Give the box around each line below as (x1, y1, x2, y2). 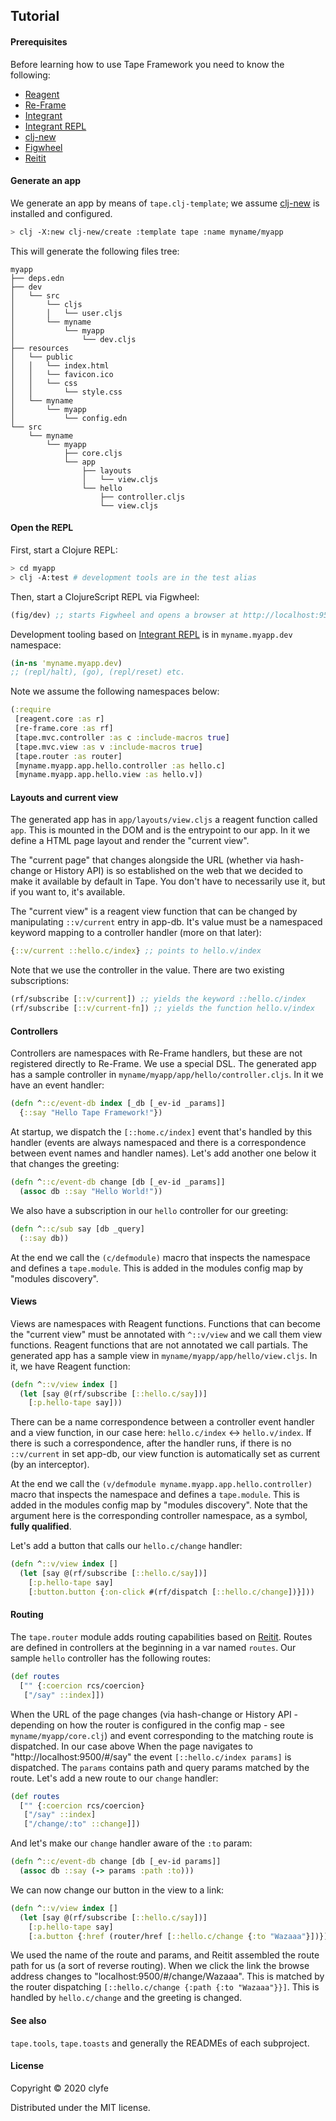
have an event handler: (10, 1079, 105, 1091)
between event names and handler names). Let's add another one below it (10, 1147, 317, 1159)
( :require (10, 705, 52, 715)
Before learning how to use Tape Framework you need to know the (10, 58, 285, 70)
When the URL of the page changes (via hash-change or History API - (10, 1708, 299, 1720)
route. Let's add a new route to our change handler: (10, 1772, 219, 1784)
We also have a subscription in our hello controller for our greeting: (10, 1204, 289, 1216)
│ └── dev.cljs (10, 334, 137, 344)
